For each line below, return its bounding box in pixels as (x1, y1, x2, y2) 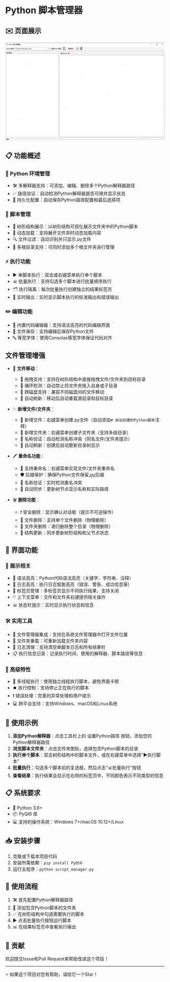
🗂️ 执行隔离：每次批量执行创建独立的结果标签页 (12, 286, 112, 292)
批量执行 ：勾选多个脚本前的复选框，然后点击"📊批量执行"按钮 (12, 764, 141, 771)
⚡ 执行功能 (5, 258, 31, 265)
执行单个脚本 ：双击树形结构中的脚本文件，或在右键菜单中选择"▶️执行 (12, 752, 157, 758)
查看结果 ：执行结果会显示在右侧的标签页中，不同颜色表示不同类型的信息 (12, 773, 163, 779)
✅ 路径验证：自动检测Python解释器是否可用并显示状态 (12, 191, 126, 197)
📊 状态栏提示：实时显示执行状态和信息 (12, 602, 94, 608)
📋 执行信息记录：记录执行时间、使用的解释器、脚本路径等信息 (12, 650, 143, 656)
